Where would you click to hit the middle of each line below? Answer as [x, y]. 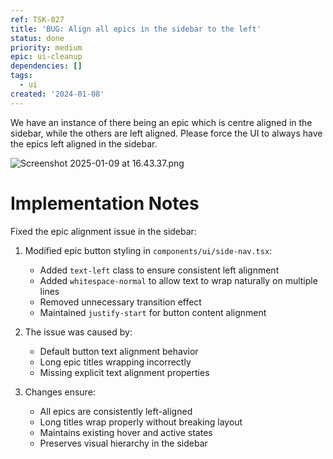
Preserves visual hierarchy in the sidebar [123, 443]
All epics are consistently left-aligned [116, 411]
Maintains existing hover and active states [126, 432]
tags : [21, 76]
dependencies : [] [46, 66]
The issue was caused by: [78, 332]
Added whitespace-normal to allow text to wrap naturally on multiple [178, 280]
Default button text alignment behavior [119, 351]
